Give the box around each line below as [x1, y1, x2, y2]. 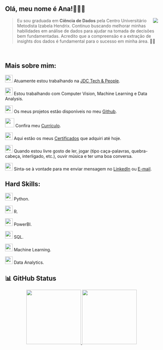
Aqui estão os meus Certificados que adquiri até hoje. [14, 135, 121, 141]
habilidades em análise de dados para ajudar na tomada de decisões [16, 28, 154, 34]
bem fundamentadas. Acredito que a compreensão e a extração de [16, 33, 151, 39]
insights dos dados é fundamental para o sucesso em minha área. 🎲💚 [16, 38, 156, 44]
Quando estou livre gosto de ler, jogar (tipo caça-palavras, [14, 148, 130, 154]
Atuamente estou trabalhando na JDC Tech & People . [14, 78, 120, 84]
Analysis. [5, 95, 23, 102]
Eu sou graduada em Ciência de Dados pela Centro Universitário [16, 17, 147, 23]
